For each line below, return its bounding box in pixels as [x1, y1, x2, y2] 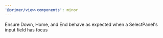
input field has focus [5, 26, 48, 33]
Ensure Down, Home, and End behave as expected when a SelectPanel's [5, 21, 158, 27]
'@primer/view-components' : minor [5, 7, 79, 13]
